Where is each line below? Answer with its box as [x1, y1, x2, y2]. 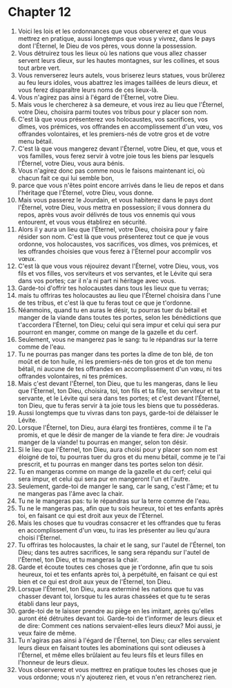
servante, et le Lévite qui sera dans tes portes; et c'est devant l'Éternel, [17, 394, 220, 402]
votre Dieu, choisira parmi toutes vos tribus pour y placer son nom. [17, 108, 209, 116]
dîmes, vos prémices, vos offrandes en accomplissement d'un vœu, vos [17, 122, 223, 131]
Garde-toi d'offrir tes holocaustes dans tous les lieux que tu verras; [17, 284, 209, 292]
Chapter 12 [8, 4, 72, 20]
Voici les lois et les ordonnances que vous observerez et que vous [17, 27, 206, 35]
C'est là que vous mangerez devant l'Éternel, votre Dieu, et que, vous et [17, 144, 223, 153]
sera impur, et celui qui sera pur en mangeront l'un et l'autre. [17, 475, 191, 483]
